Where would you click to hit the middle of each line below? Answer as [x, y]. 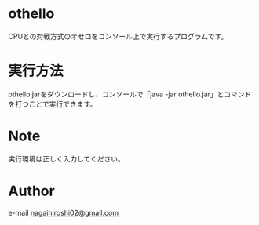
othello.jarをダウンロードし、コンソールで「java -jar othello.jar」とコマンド [130, 94]
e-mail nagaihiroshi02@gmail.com [64, 212]
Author [31, 191]
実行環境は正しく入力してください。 [67, 158]
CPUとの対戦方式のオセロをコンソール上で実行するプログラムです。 [118, 36]
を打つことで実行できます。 [53, 103]
